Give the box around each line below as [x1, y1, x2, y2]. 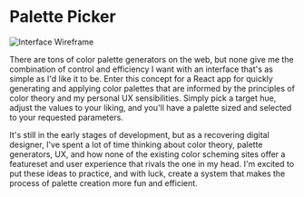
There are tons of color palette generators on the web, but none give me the [9, 54, 294, 64]
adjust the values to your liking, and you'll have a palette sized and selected [9, 102, 292, 113]
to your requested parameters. [9, 112, 124, 123]
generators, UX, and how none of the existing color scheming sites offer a [9, 148, 286, 160]
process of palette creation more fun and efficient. [9, 177, 198, 188]
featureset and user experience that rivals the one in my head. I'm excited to [9, 158, 295, 169]
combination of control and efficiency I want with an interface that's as [9, 64, 274, 74]
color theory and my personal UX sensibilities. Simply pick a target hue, [9, 93, 277, 103]
